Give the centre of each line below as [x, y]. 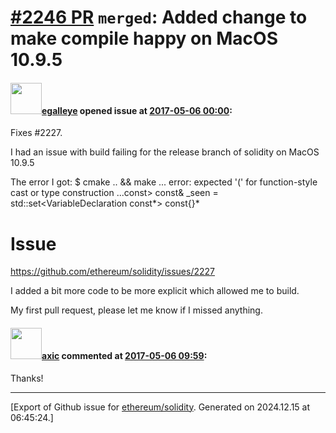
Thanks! [27, 378]
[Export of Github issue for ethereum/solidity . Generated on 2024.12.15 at [160, 407]
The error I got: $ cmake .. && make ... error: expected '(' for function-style [164, 182]
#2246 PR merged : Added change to [159, 17]
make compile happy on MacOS [144, 38]
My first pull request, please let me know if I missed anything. [136, 310]
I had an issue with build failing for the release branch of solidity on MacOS [165, 152]
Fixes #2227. [36, 133]
